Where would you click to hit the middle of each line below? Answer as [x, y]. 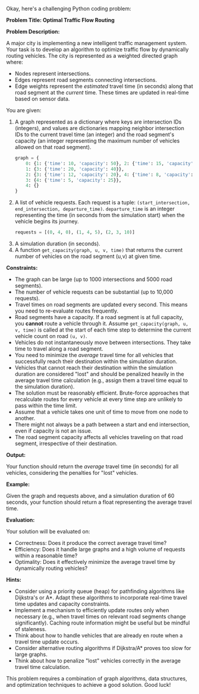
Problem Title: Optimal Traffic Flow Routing [60, 20]
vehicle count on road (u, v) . [51, 336]
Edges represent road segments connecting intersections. [86, 80]
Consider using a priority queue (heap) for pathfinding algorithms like [99, 591]
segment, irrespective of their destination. [66, 443]
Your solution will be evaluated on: [48, 531]
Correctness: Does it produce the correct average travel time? [91, 543]
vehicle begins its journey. [47, 222]
